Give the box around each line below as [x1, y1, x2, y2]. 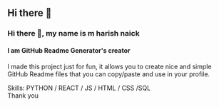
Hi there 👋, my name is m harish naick [7, 29, 141, 39]
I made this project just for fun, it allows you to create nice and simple [7, 62, 212, 71]
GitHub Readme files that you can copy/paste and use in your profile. [7, 69, 210, 78]
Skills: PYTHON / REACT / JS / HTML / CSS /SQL [7, 83, 151, 92]
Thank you [7, 91, 39, 100]
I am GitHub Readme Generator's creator [7, 46, 131, 54]
